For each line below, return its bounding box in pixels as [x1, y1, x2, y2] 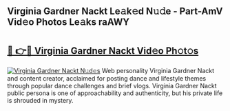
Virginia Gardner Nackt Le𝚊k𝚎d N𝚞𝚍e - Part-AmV [7, 6, 223, 17]
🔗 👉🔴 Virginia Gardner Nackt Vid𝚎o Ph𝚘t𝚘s [7, 45, 199, 57]
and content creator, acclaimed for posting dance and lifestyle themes [7, 74, 207, 82]
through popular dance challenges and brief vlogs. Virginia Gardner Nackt [7, 82, 217, 90]
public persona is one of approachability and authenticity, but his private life [7, 89, 223, 97]
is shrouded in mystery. [7, 97, 74, 104]
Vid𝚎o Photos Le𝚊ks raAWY [7, 17, 129, 28]
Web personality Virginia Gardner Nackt [101, 67, 215, 74]
